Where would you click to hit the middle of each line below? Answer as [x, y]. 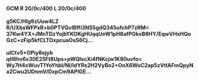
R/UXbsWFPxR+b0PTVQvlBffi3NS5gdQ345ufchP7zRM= [78, 28]
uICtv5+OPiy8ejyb [30, 53]
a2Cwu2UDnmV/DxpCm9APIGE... [49, 72]
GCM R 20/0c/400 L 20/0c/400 [46, 8]
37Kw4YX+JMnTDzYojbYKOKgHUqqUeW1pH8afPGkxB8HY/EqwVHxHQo [99, 34]
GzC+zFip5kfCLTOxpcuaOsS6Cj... [50, 40]
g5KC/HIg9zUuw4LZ [32, 21]
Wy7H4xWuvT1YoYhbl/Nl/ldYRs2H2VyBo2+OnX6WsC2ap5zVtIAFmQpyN [100, 66]
